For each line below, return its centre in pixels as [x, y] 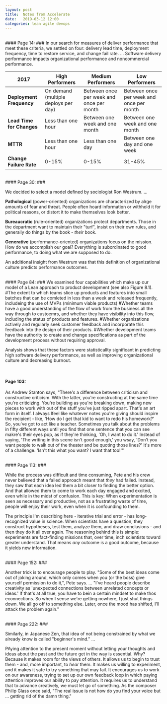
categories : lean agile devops [38, 24]
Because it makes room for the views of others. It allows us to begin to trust [83, 659]
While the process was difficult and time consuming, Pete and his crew [78, 475]
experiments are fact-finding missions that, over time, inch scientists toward [83, 537]
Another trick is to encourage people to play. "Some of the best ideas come [83, 572]
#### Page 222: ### [27, 624]
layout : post [19, 10]
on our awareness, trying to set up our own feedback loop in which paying [81, 675]
